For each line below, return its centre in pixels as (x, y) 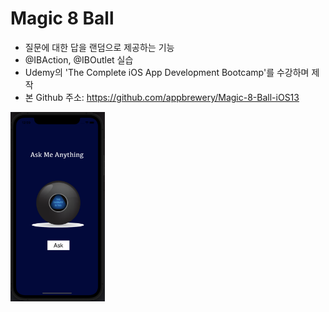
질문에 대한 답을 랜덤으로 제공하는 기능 (99, 47)
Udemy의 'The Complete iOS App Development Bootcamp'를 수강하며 (167, 72)
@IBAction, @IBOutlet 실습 (79, 59)
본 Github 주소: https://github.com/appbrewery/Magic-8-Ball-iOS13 (162, 97)
